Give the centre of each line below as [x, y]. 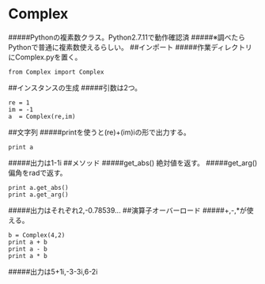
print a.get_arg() [38, 195]
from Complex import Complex [56, 72]
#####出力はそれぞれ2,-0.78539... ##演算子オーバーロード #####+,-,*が [127, 210]
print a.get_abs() [38, 187]
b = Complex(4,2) [37, 235]
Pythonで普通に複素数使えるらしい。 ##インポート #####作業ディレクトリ [131, 47]
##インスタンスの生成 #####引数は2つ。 [75, 87]
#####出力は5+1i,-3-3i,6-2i [53, 271]
